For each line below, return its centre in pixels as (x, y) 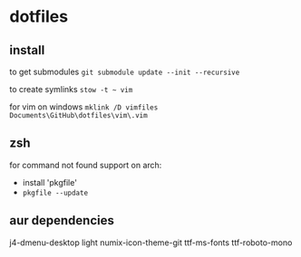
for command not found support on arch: (86, 165)
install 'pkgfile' (49, 182)
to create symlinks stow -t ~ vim (71, 89)
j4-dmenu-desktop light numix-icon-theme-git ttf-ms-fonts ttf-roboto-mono (151, 243)
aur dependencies (62, 220)
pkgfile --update (55, 193)
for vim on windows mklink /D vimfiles (84, 107)
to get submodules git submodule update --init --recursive (125, 71)
